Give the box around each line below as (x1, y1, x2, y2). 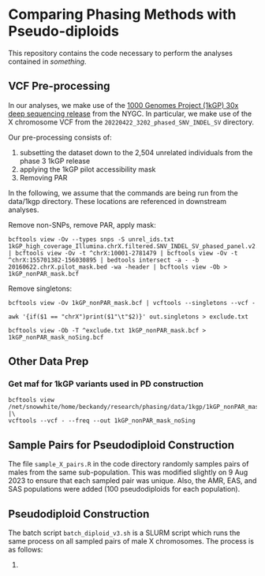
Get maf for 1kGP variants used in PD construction (8, 378, 203, 389)
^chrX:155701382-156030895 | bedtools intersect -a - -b (8, 256, 200, 264)
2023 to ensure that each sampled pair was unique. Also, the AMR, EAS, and (8, 476, 257, 485)
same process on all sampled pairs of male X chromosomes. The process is (8, 537, 255, 546)
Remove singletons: (8, 284, 73, 293)
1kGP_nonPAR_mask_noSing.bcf (8, 333, 104, 341)
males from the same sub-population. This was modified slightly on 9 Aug (8, 467, 248, 478)
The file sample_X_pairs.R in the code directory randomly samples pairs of (8, 459, 249, 469)
